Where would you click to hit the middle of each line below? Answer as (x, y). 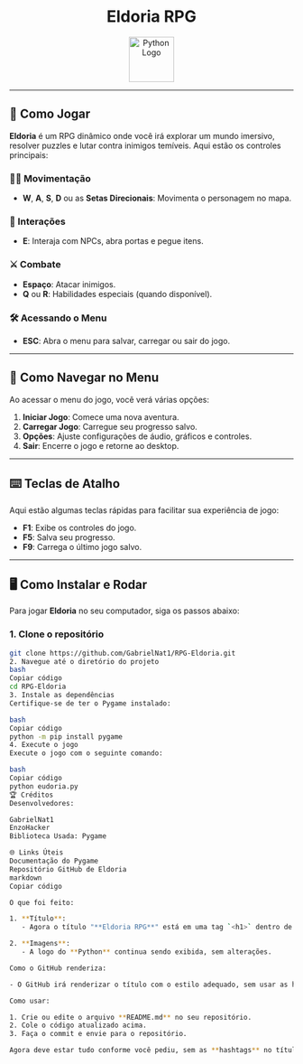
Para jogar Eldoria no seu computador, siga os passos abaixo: (124, 611)
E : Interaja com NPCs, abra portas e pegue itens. (113, 241)
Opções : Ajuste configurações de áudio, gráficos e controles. (137, 436)
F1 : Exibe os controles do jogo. (79, 527)
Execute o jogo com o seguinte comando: (87, 753)
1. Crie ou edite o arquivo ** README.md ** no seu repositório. (131, 1017)
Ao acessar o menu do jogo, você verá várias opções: (110, 399)
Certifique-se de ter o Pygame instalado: (90, 703)
